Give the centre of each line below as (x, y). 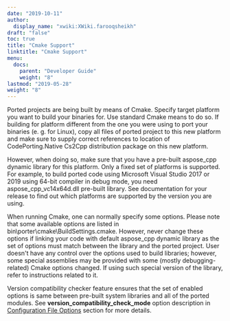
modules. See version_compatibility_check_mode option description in (109, 303)
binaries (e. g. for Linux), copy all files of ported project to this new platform (114, 132)
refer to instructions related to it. (53, 275)
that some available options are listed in (63, 224)
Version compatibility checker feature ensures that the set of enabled (105, 289)
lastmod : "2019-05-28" (39, 84)
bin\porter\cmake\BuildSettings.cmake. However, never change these (105, 232)
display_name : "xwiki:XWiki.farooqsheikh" (75, 26)
